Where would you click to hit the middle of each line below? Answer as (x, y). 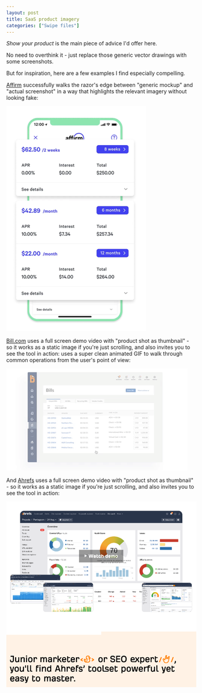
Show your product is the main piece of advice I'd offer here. (82, 44)
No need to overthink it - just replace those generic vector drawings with (96, 55)
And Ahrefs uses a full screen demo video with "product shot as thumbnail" (100, 480)
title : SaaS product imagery (43, 19)
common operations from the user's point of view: (68, 360)
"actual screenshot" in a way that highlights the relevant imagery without (96, 91)
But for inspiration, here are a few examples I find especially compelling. (96, 73)
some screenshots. (30, 62)
